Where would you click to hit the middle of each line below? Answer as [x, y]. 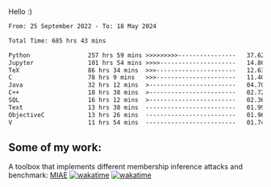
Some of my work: [55, 147]
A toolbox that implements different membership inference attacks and [126, 167]
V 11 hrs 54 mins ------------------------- [122, 122]
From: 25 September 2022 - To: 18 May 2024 [83, 26]
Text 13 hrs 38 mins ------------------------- [122, 108]
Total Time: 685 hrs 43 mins [57, 41]
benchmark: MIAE [38, 175]
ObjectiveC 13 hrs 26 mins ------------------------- [122, 115]
